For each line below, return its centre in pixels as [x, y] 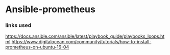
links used [18, 25]
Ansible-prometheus [50, 9]
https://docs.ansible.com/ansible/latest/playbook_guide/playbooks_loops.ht [85, 36]
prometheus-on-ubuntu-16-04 [37, 47]
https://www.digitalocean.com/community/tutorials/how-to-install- [81, 42]
